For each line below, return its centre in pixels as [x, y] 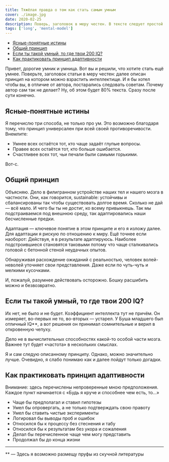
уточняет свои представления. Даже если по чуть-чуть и [86, 265]
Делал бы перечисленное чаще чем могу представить [71, 434]
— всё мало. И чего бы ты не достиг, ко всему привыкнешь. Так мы [78, 208]
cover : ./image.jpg [26, 15]
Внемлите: [17, 134]
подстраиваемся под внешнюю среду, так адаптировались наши [75, 213]
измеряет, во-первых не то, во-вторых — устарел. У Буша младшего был [84, 318]
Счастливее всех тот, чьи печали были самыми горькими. [75, 154]
